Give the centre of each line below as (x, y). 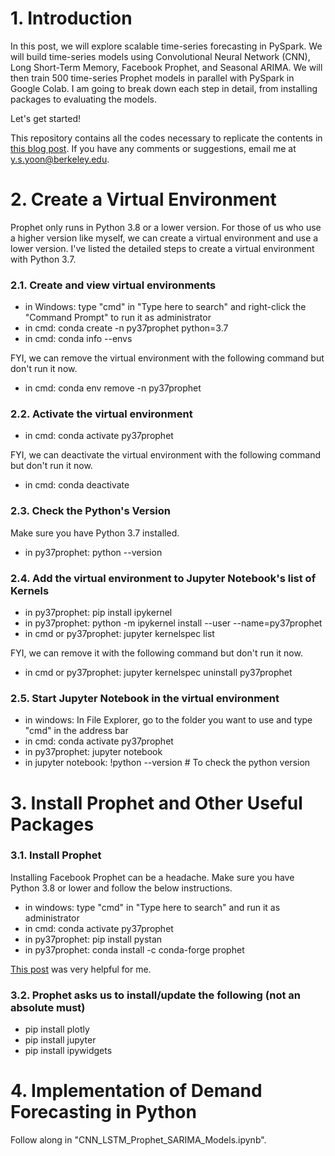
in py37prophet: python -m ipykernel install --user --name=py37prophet (173, 623)
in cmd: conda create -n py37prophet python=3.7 (126, 328)
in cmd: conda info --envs (78, 339)
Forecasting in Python (103, 1112)
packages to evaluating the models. (83, 99)
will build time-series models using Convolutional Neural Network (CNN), (160, 56)
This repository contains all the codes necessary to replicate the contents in (166, 138)
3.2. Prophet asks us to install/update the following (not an (155, 995)
